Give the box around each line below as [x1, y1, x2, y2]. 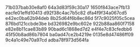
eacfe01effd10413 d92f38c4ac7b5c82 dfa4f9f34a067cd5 [5, 10, 127, 16]
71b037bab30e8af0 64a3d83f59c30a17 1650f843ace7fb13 [5, 5, 130, 10]
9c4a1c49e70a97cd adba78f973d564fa [5, 37, 89, 43]
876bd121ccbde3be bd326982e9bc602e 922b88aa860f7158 [5, 20, 135, 27]
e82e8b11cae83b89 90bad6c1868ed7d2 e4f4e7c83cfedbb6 [5, 26, 132, 32]
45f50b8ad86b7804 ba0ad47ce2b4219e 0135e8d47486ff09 [5, 32, 134, 37]
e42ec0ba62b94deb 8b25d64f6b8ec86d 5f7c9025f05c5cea [5, 15, 135, 21]
